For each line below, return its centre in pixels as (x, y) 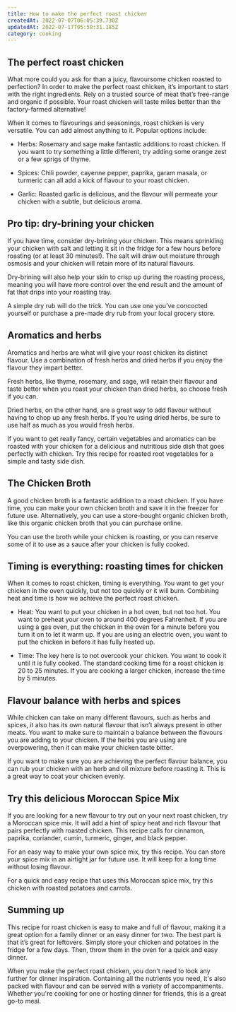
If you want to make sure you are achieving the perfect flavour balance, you (117, 761)
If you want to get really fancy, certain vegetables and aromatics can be (112, 438)
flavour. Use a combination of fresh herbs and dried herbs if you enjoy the (115, 360)
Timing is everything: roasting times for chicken (116, 566)
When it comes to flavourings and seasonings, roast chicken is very (106, 123)
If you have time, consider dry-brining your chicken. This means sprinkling (116, 240)
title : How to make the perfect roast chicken (77, 14)
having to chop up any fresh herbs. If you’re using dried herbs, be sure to (114, 417)
